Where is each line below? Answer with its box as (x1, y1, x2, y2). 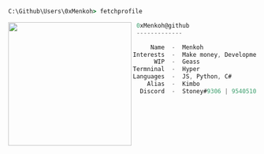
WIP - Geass (153, 58, 201, 66)
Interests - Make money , (132, 51, 221, 58)
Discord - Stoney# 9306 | (139, 87, 229, 95)
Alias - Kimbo (147, 80, 201, 88)
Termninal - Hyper (132, 66, 201, 73)
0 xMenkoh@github (136, 21, 190, 29)
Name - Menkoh (150, 43, 204, 51)
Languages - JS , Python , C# (132, 73, 232, 81)
